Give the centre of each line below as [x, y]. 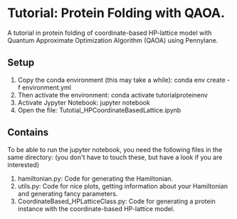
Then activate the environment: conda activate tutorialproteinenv [113, 95]
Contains [28, 133]
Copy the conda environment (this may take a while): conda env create [121, 80]
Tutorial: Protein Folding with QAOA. [116, 13]
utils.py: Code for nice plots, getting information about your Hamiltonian [122, 186]
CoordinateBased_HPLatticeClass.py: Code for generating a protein [116, 201]
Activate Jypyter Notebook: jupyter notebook [84, 102]
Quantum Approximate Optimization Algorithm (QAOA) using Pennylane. [113, 40]
